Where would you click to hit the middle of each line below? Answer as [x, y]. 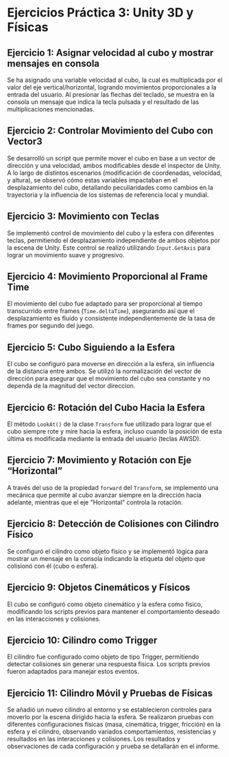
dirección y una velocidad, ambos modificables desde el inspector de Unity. [114, 165]
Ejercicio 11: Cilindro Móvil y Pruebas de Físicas [110, 693]
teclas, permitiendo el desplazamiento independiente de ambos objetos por [114, 240]
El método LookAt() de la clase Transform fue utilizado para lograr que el [109, 424]
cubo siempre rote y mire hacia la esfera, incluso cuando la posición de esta [114, 431]
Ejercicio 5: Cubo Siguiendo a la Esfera [91, 347]
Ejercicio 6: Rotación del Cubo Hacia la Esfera [106, 407]
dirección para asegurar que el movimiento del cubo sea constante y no [109, 378]
